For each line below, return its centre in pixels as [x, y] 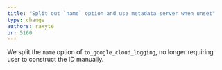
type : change [26, 20]
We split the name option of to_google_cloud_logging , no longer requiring [110, 52]
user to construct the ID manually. [55, 60]
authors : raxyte [31, 26]
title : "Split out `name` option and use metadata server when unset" [111, 13]
